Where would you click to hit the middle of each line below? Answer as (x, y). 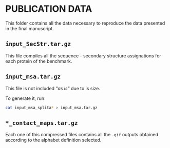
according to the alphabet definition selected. (53, 140)
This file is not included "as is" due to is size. (53, 88)
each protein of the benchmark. (39, 61)
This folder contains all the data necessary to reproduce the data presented (85, 23)
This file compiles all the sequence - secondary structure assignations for (83, 56)
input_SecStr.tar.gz (38, 44)
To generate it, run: (25, 98)
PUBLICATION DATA (49, 9)
